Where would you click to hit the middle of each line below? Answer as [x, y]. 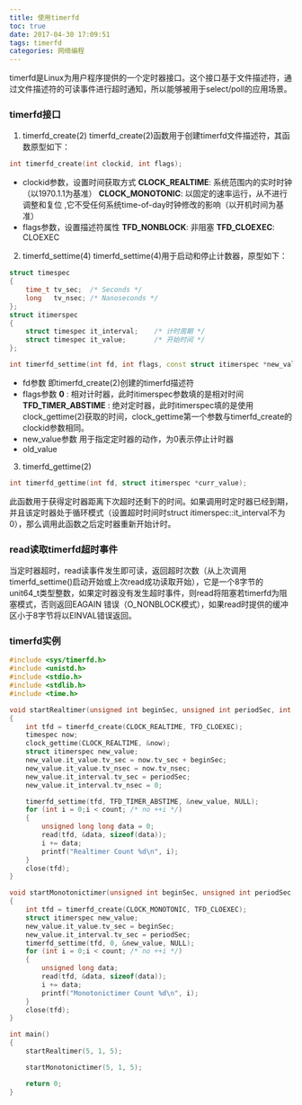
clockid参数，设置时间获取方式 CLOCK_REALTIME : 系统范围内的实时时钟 [157, 183]
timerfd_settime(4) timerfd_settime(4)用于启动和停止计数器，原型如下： [155, 256]
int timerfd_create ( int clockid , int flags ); [96, 164]
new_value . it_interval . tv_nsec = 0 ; [94, 785]
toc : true [28, 26]
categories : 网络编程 [47, 51]
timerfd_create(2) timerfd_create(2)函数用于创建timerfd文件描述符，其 [152, 136]
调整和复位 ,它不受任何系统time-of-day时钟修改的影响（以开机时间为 [149, 205]
